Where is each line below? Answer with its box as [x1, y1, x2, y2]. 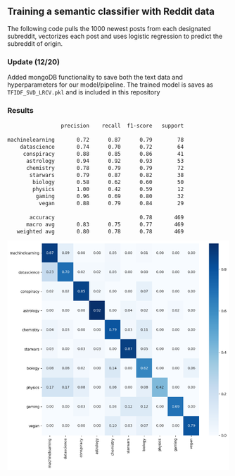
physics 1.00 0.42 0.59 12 [32, 186, 184, 193]
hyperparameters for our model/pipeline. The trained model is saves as [7, 80, 213, 89]
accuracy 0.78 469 [29, 214, 184, 221]
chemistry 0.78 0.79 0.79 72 [25, 165, 184, 172]
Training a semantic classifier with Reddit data [7, 6, 215, 18]
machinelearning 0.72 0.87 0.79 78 [7, 137, 184, 144]
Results [7, 106, 34, 116]
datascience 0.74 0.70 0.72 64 [20, 144, 184, 151]
